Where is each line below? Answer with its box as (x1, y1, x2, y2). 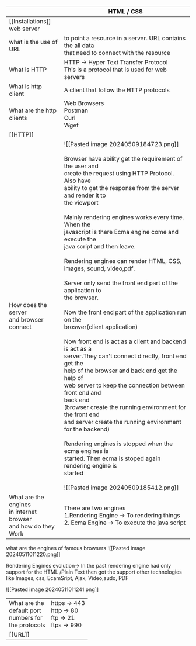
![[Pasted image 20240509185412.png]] (64, 483, 179, 492)
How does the (9, 301, 48, 309)
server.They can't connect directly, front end (64, 352, 187, 360)
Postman (64, 106, 89, 115)
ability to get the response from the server (64, 184, 180, 192)
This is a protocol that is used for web (64, 65, 167, 74)
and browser (9, 316, 44, 323)
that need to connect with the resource (64, 49, 170, 57)
